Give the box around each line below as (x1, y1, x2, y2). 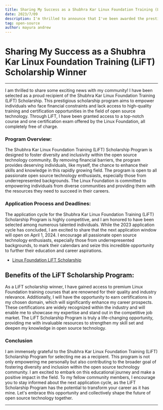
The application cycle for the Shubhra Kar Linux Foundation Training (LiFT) (5, 211, 154, 217)
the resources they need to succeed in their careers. (5, 188, 110, 194)
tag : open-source (5, 20, 40, 26)
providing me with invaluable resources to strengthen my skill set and (5, 320, 144, 326)
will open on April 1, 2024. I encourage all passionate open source (5, 232, 137, 238)
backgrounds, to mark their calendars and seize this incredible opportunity (5, 242, 154, 248)
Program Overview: (5, 136, 52, 143)
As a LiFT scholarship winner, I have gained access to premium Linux (5, 284, 143, 290)
